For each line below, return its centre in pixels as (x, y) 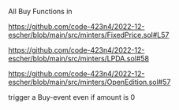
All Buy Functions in (40, 11)
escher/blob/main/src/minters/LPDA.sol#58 (79, 59)
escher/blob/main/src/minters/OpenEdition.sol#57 (89, 82)
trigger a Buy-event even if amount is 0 (72, 97)
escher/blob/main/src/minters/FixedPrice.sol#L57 (89, 35)
